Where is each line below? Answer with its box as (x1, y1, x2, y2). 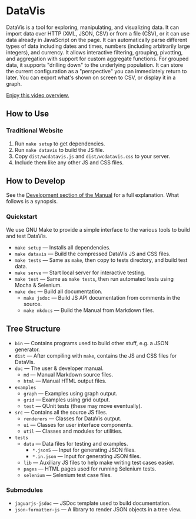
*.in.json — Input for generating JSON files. (32, 452, 141, 459)
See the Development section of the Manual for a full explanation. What (6, 192, 180, 199)
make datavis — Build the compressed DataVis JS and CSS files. (14, 250, 171, 257)
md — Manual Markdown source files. (23, 371, 114, 378)
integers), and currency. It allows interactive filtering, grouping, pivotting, (6, 48, 183, 56)
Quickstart (6, 213, 38, 221)
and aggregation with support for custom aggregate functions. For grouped (6, 55, 189, 62)
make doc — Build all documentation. (14, 288, 103, 295)
